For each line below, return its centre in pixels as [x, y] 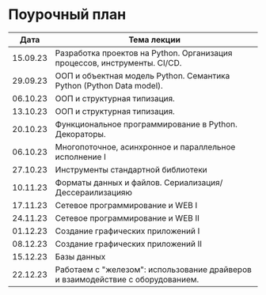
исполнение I [81, 157]
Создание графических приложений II [129, 244]
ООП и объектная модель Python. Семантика [142, 75]
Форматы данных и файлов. [108, 182]
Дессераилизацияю [94, 192]
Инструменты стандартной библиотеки [131, 169]
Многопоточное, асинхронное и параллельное [145, 146]
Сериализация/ [193, 182]
